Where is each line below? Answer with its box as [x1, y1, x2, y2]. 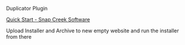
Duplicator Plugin [6, 5, 48, 12]
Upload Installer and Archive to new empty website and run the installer [6, 27, 179, 34]
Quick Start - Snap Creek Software [6, 16, 90, 22]
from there [6, 33, 32, 40]
